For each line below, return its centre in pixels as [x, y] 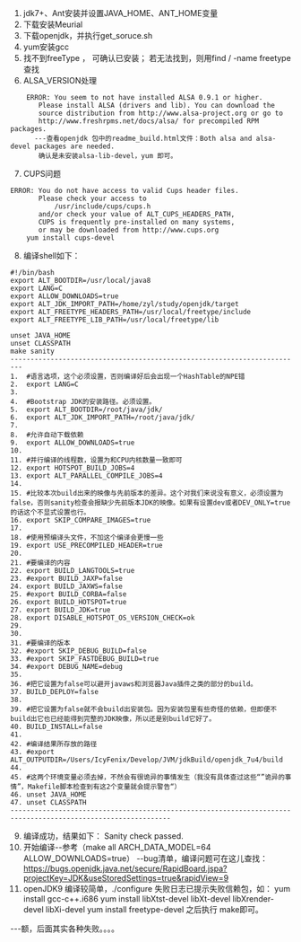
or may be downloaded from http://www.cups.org [129, 230]
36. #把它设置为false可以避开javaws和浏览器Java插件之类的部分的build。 [134, 684]
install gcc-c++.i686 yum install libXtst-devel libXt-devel [127, 899]
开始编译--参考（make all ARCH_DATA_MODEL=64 [117, 847]
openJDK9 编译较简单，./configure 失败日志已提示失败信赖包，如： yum [156, 889]
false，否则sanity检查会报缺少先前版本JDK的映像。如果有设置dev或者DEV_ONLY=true [150, 503]
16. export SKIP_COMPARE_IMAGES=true [81, 520]
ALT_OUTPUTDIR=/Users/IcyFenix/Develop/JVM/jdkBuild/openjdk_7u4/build [146, 760]
